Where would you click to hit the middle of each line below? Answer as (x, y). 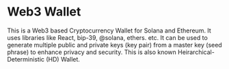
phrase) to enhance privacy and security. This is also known (92, 52)
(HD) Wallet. (63, 59)
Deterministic (26, 59)
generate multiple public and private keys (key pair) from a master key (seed (114, 45)
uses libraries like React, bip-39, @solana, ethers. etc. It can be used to (108, 37)
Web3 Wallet (44, 12)
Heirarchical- (196, 52)
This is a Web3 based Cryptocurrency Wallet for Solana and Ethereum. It (109, 30)
